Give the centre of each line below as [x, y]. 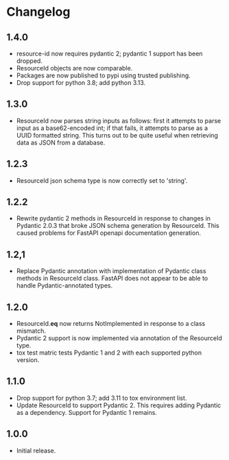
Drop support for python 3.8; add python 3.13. [81, 82]
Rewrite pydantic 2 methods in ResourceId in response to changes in [113, 218]
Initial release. [36, 450]
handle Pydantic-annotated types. [64, 285]
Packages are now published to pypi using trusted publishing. [104, 75]
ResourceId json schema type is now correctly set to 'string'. [102, 180]
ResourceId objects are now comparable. [74, 68]
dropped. [29, 61]
